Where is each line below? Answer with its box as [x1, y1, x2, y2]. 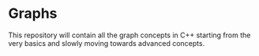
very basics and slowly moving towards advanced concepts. [8, 38, 205, 47]
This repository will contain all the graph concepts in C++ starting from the [8, 30, 251, 40]
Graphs [8, 5, 58, 23]
